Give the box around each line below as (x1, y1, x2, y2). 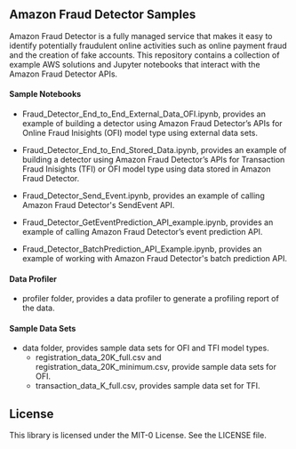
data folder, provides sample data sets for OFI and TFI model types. (21, 342, 269, 354)
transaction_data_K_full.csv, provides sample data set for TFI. (35, 381, 260, 391)
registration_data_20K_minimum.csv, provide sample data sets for (35, 362, 277, 373)
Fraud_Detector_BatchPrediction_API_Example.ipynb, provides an (21, 244, 262, 254)
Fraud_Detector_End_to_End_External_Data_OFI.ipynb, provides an (21, 108, 267, 119)
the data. (21, 302, 55, 314)
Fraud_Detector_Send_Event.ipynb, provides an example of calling (21, 190, 265, 201)
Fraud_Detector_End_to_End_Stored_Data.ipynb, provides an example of (21, 145, 287, 156)
